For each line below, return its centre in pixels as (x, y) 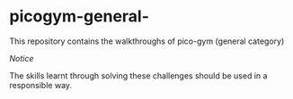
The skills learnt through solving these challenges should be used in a (138, 75)
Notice (22, 58)
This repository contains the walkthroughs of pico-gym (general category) (147, 41)
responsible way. (41, 85)
